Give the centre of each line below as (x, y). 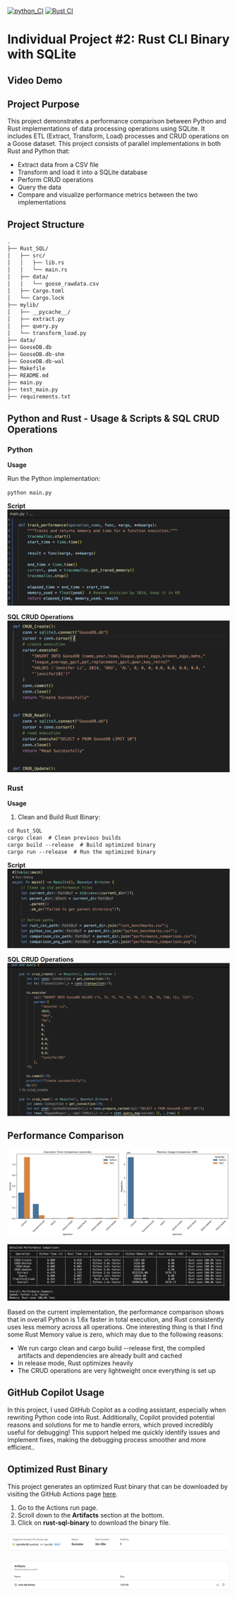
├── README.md (28, 376)
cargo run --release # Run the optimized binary (82, 852)
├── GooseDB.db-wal (36, 362)
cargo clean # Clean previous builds (64, 838)
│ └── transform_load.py (47, 334)
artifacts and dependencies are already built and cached (99, 1355)
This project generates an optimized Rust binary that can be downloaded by (117, 1486)
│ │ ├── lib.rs (36, 263)
